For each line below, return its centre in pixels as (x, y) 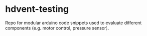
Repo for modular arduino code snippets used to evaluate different (73, 23)
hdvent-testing (37, 9)
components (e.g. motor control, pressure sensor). (57, 28)
